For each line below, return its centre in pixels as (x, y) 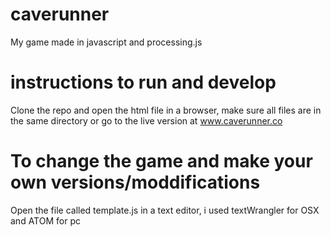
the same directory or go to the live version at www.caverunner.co (146, 120)
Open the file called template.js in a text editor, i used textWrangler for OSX (165, 210)
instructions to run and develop (143, 82)
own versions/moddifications (135, 182)
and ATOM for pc (45, 220)
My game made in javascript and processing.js (106, 42)
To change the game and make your (161, 161)
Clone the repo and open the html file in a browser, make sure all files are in (166, 110)
